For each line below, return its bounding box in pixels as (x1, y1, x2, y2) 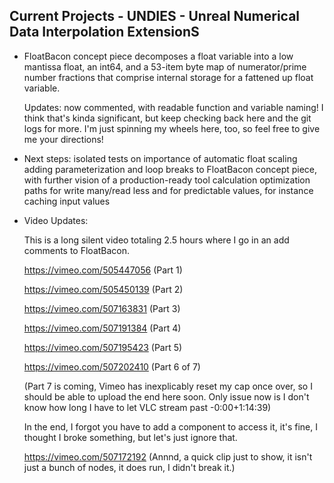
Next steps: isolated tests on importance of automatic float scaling (23, 152, 298, 164)
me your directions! (23, 133, 104, 145)
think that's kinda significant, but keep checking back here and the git (23, 112, 312, 124)
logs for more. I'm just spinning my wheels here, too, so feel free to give (23, 122, 321, 134)
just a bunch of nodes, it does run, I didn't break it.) (23, 461, 236, 473)
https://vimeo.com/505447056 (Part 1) (23, 264, 183, 276)
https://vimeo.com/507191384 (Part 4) (23, 322, 182, 334)
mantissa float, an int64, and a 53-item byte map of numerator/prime (23, 60, 307, 73)
